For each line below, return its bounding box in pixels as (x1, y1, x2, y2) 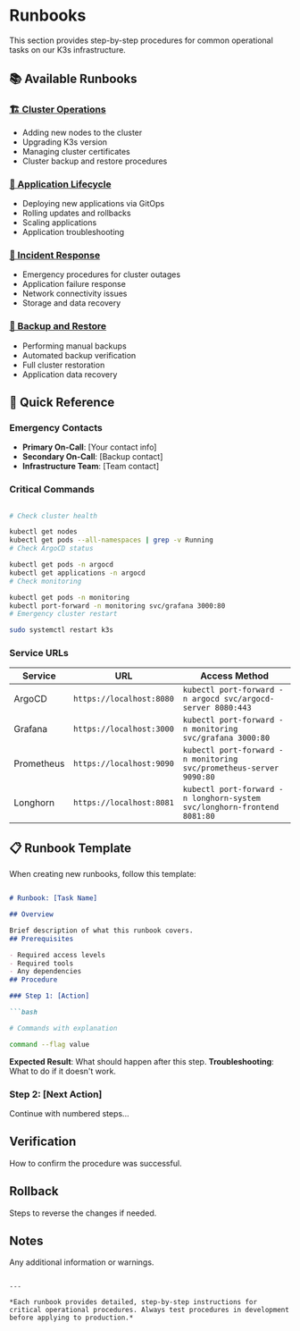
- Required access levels (9, 950, 105, 959)
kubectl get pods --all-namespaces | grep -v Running (9, 535, 214, 545)
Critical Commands (9, 484, 96, 496)
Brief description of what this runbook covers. (9, 926, 194, 935)
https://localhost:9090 (72, 759, 174, 769)
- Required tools (9, 958, 74, 968)
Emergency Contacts (9, 421, 103, 434)
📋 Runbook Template (9, 840, 132, 855)
